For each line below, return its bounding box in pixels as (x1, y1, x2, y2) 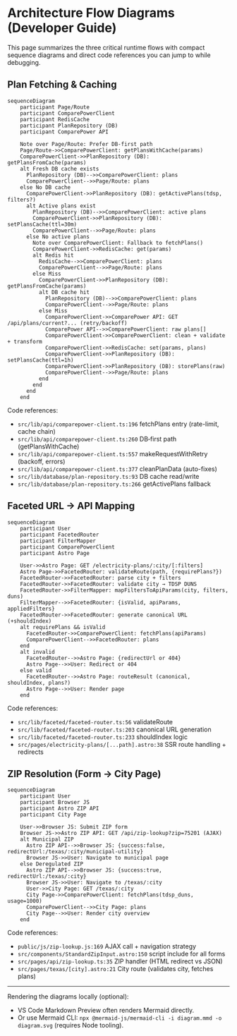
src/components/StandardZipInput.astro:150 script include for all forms (17, 950, 226, 958)
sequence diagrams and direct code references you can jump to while (7, 51, 211, 59)
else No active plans (25, 233, 90, 240)
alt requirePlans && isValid (20, 623, 106, 630)
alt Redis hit (32, 252, 74, 259)
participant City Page (20, 811, 87, 819)
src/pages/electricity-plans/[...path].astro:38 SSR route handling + (17, 740, 227, 748)
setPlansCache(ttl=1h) (7, 356, 74, 364)
